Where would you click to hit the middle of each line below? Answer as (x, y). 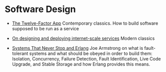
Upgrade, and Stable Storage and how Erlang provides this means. (81, 64)
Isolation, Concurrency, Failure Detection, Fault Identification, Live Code (87, 58)
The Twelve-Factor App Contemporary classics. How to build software (85, 23)
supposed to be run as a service (45, 28)
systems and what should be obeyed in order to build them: (91, 53)
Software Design (40, 9)
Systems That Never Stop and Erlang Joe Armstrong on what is (77, 48)
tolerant (20, 53)
